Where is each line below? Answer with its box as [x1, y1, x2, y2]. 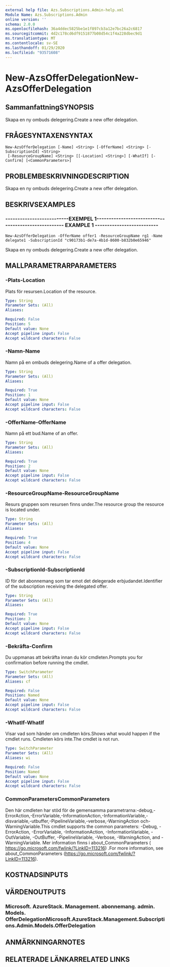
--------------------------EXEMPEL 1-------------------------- [5, 215, 160, 222]
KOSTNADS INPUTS [5, 870, 69, 879]
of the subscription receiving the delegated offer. [5, 583, 108, 589]
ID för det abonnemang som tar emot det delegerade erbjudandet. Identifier [5, 578, 163, 584]
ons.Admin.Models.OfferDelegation [5, 922, 96, 929]
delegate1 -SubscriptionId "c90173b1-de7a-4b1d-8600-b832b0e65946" [5, 238, 152, 243]
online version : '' [5, 17, 47, 22]
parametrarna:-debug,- [106, 807, 156, 813]
